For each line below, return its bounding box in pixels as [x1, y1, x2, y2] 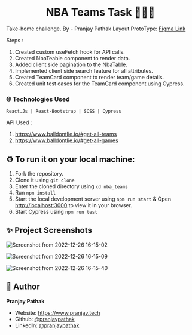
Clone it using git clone [14, 176, 75, 184]
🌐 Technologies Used [6, 95, 70, 103]
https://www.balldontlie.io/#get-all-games [14, 137, 118, 144]
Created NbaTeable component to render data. [14, 54, 130, 62]
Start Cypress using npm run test [14, 208, 97, 216]
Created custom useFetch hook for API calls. [14, 48, 125, 56]
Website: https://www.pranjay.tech [14, 309, 100, 316]
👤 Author [6, 282, 40, 292]
